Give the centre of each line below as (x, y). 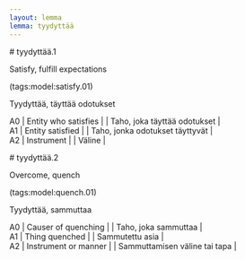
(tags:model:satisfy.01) (51, 86)
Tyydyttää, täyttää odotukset (62, 103)
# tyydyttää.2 (34, 157)
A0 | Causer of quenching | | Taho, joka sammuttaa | (106, 227)
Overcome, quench (45, 175)
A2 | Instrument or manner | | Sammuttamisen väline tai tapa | (123, 246)
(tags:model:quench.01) (53, 192)
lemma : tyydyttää (42, 26)
